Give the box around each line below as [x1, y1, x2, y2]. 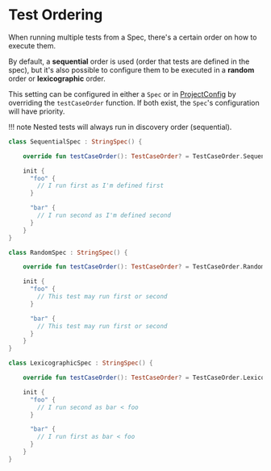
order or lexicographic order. [8, 73, 106, 83]
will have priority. [8, 106, 65, 116]
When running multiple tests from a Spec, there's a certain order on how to [8, 32, 257, 42]
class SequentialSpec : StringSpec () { [8, 137, 143, 146]
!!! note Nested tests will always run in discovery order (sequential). [8, 122, 232, 131]
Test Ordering [8, 6, 103, 24]
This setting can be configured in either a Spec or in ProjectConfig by [8, 89, 236, 98]
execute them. [8, 40, 56, 50]
